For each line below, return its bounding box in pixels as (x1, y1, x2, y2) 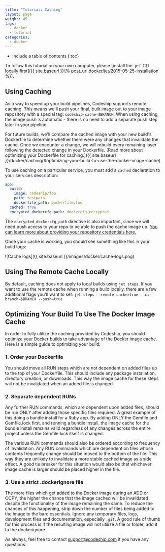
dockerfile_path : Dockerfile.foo (14, 200, 83, 205)
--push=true (38, 296, 63, 302)
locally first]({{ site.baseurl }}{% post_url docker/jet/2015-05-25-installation (5, 68, 159, 74)
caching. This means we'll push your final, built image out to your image (5, 106, 151, 112)
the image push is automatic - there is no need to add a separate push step (5, 116, 158, 122)
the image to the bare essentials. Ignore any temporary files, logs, (5, 511, 138, 517)
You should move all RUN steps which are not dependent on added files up (5, 365, 158, 371)
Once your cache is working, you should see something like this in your (5, 238, 150, 244)
